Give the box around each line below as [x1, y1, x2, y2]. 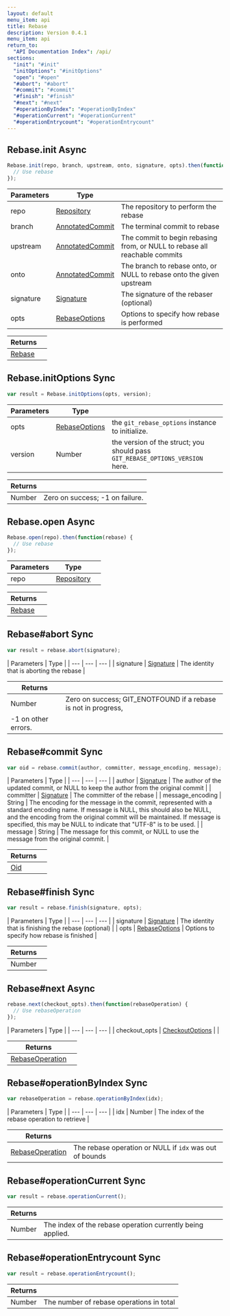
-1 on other [10, 714, 49, 724]
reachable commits [120, 250, 183, 259]
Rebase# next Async [7, 982, 96, 994]
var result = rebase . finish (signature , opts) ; [7, 904, 142, 912]
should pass [112, 446, 151, 455]
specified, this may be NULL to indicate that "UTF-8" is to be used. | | [7, 820, 203, 829]
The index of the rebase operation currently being [43, 1220, 204, 1230]
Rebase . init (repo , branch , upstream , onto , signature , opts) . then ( [7, 162, 204, 169]
